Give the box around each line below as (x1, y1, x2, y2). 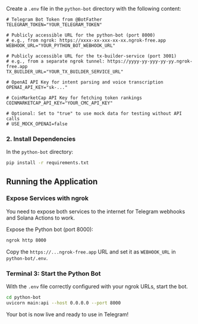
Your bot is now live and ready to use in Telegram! (6, 310, 129, 318)
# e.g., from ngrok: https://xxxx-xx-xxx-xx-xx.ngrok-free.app (6, 38, 166, 44)
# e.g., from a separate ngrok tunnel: (6, 58, 105, 64)
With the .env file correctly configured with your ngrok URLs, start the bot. (6, 283, 188, 290)
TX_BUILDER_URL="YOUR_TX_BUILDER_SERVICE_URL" (6, 69, 124, 75)
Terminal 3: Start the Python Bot (6, 269, 101, 277)
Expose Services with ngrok (6, 194, 89, 202)
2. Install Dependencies (6, 134, 76, 143)
